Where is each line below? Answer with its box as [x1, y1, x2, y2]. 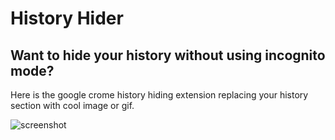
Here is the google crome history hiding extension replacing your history [10, 89, 309, 101]
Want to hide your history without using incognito [10, 47, 326, 64]
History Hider [10, 7, 124, 30]
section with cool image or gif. [10, 100, 135, 111]
